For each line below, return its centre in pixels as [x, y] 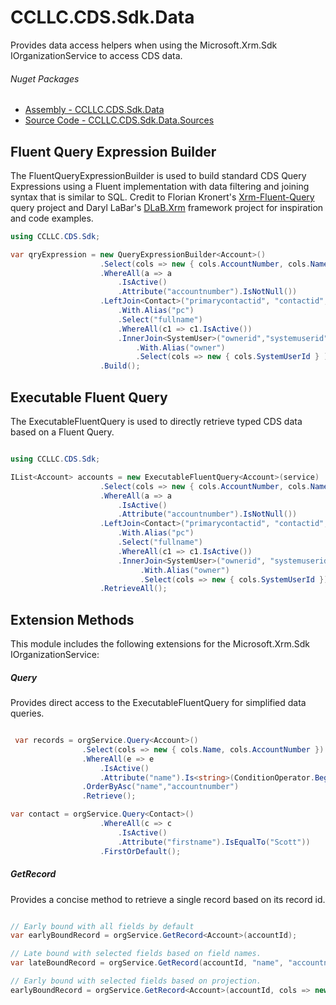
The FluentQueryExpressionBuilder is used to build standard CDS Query [158, 175]
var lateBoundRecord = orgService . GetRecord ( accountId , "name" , [147, 963]
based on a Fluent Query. [62, 432]
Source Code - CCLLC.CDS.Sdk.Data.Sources [119, 120]
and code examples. [52, 218]
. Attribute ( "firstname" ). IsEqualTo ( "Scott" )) [214, 842]
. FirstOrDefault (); [140, 851]
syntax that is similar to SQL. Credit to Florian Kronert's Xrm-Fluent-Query [162, 197]
